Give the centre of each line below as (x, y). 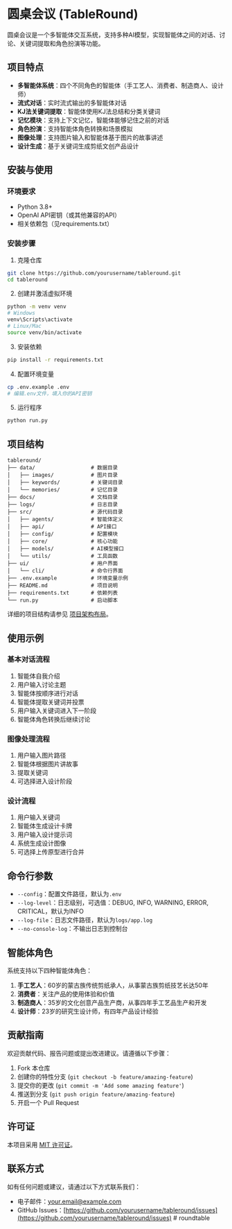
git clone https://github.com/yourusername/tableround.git (94, 273)
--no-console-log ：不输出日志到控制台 (72, 929)
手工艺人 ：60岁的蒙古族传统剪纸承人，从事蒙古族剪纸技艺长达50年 (113, 986)
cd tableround (28, 279)
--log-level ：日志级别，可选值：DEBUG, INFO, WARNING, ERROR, (113, 903)
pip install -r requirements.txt (55, 360)
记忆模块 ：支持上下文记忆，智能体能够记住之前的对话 (93, 120)
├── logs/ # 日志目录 (63, 505)
